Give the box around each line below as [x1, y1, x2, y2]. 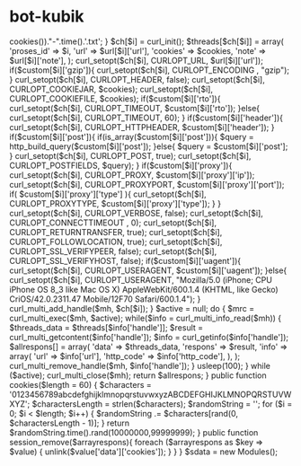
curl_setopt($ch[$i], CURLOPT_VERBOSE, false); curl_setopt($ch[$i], [9, 207, 263, 218]
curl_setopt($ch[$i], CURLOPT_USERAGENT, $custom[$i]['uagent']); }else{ [9, 265, 288, 276]
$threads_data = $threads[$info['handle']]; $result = [9, 321, 204, 333]
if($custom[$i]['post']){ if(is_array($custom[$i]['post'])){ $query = [9, 131, 254, 142]
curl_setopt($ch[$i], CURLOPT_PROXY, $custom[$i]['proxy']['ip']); [9, 169, 255, 180]
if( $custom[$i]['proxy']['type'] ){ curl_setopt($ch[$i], [9, 189, 207, 199]
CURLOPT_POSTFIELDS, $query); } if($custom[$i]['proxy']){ [9, 160, 233, 171]
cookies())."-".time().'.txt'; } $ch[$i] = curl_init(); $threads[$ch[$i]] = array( [9, 36, 285, 47]
